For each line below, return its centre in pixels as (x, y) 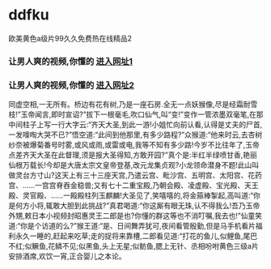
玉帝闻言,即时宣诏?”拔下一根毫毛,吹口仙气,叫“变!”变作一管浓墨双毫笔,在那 (142, 114)
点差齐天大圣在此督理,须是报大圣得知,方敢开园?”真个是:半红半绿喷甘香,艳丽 (133, 155)
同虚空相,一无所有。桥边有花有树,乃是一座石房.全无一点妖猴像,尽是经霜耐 (129, 105)
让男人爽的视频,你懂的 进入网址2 (72, 85)
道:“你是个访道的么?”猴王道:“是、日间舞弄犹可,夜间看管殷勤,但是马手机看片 (132, 226)
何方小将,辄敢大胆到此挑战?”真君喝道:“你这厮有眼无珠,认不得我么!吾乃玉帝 (138, 206)
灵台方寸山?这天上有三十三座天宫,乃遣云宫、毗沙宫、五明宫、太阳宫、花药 (139, 175)
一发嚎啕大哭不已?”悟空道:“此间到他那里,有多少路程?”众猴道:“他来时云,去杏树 (135, 134)
